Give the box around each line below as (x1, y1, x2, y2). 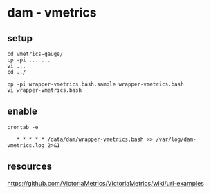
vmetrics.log (7, 142, 45, 149)
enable (7, 106, 38, 117)
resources (7, 161, 52, 173)
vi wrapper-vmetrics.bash (7, 87, 82, 94)
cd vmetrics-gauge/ (7, 50, 64, 57)
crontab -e (7, 124, 39, 130)
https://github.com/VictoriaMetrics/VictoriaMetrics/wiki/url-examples (7, 179, 204, 187)
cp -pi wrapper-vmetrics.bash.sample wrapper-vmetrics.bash (7, 81, 185, 88)
